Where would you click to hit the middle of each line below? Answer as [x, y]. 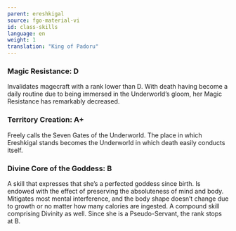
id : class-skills [33, 27]
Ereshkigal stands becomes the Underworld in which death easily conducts [116, 142]
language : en [26, 33]
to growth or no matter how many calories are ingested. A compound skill [113, 206]
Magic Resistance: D [43, 71]
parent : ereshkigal [36, 14]
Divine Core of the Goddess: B [60, 168]
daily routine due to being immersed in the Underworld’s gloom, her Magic [115, 94]
